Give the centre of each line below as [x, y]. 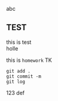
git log [16, 81]
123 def [16, 93]
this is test [19, 42]
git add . [19, 71]
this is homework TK [29, 60]
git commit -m [24, 76]
